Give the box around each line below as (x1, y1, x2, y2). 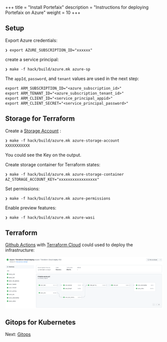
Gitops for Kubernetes (5, 318, 76, 326)
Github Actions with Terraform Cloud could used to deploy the (5, 242, 133, 248)
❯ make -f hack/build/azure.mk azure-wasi (5, 215, 95, 220)
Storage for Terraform (5, 115, 75, 123)
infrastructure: (5, 247, 35, 253)
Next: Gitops (5, 331, 31, 337)
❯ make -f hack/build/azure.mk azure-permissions (5, 196, 111, 201)
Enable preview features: (5, 205, 56, 211)
